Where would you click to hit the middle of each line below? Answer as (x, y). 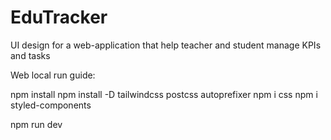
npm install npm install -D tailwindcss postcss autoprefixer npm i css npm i (164, 94)
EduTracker (59, 17)
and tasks (30, 55)
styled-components (51, 105)
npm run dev (36, 124)
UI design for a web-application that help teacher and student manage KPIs (166, 45)
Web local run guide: (53, 75)
